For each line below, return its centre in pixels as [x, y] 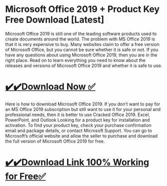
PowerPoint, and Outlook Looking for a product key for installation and [77, 120]
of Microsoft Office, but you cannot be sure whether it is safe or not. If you [82, 49]
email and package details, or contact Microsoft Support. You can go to [79, 130]
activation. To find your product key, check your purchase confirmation [78, 125]
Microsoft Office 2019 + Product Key [82, 9]
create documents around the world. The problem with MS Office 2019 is [80, 39]
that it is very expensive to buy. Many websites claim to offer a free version [82, 44]
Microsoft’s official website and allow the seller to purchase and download [81, 135]
